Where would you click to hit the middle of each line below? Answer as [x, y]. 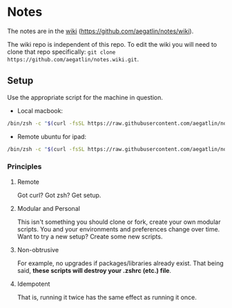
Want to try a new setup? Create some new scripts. [90, 236]
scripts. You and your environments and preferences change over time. [118, 229]
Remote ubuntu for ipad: [52, 136]
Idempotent [33, 284]
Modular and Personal [49, 208]
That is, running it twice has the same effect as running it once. [107, 297]
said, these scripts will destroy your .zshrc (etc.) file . [94, 270]
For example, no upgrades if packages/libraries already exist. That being [120, 263]
